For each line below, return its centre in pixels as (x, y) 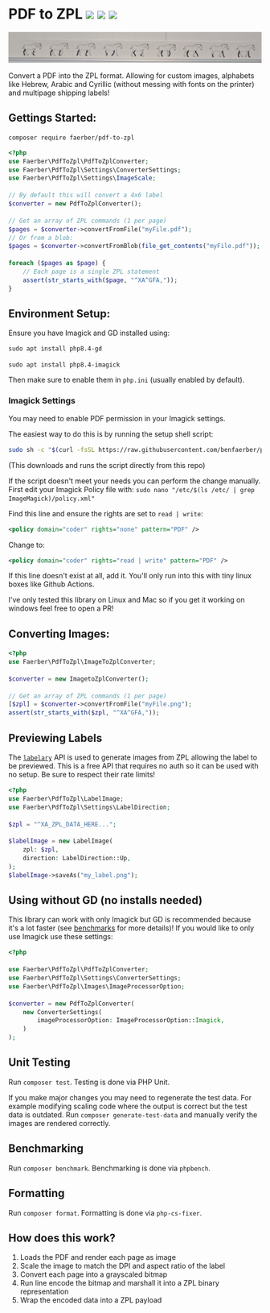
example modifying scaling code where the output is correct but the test (128, 1106)
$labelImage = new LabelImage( (61, 841)
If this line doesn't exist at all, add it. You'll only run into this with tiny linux (130, 576)
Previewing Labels (55, 738)
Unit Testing (39, 1063)
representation (44, 1292)
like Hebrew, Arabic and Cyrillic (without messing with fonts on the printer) (131, 84)
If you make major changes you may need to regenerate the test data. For (130, 1097)
